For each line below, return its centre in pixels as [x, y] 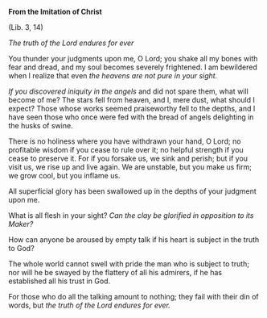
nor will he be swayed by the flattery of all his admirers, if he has [115, 272]
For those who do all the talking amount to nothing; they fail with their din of [133, 297]
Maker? [21, 224]
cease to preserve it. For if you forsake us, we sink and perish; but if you [128, 158]
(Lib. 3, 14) [26, 27]
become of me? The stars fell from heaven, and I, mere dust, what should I [131, 100]
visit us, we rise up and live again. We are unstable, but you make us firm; [130, 167]
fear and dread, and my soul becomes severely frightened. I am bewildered [133, 67]
